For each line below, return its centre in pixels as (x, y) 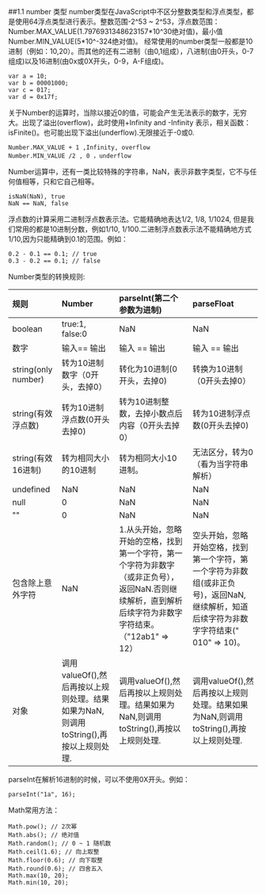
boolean (27, 329)
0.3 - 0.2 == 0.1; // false (55, 261)
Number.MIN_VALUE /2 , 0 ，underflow (70, 156)
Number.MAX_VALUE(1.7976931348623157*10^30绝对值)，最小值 (116, 31)
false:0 (75, 334)
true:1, (74, 324)
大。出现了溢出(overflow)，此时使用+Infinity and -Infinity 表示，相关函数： (129, 122)
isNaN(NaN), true (37, 197)
